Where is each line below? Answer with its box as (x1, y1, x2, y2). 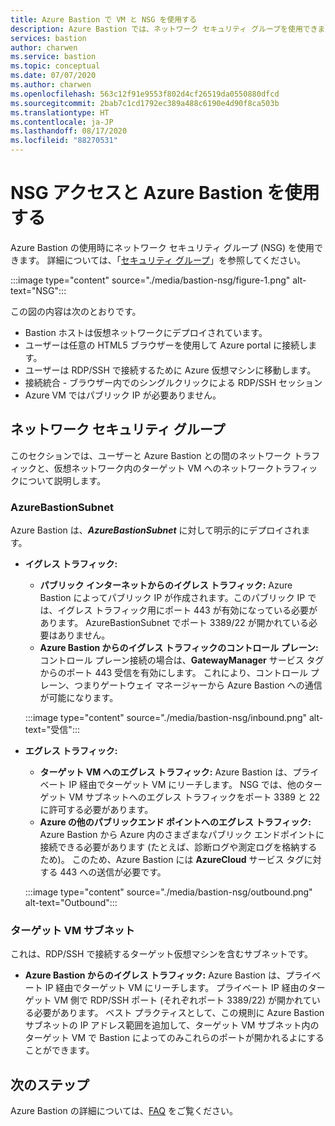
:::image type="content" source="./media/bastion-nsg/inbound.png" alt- (24, 712, 324, 724)
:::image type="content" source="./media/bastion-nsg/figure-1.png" (10, 274, 291, 286)
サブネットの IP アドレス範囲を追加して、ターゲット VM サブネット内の (24, 1019, 320, 1031)
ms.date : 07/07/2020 (10, 71, 97, 81)
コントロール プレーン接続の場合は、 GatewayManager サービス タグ (39, 654, 325, 666)
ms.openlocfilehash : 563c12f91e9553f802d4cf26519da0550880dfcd (10, 89, 280, 99)
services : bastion (10, 33, 87, 43)
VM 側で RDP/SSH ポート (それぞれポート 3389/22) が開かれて (53, 994, 312, 1006)
